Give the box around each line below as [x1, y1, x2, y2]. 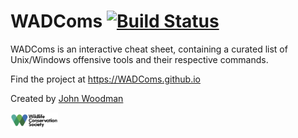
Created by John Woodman [10, 92, 124, 104]
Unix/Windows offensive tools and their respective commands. [10, 53, 269, 65]
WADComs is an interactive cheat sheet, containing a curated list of [10, 43, 288, 55]
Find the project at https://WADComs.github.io [10, 73, 201, 85]
